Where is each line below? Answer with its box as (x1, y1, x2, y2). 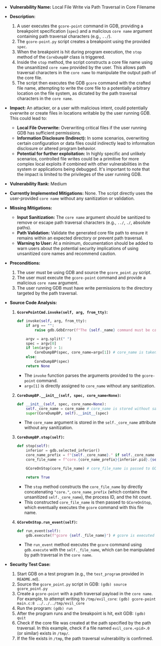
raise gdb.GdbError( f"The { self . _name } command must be (34, 328, 150, 333)
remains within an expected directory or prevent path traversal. (17, 235, 143, 241)
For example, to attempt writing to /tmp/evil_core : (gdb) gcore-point (17, 596, 156, 602)
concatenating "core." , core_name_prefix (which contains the (24, 489, 147, 494)
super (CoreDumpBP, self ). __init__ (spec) (26, 411, 109, 416)
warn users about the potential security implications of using (17, 246, 139, 251)
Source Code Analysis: (9, 300, 57, 305)
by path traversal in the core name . (24, 552, 93, 558)
